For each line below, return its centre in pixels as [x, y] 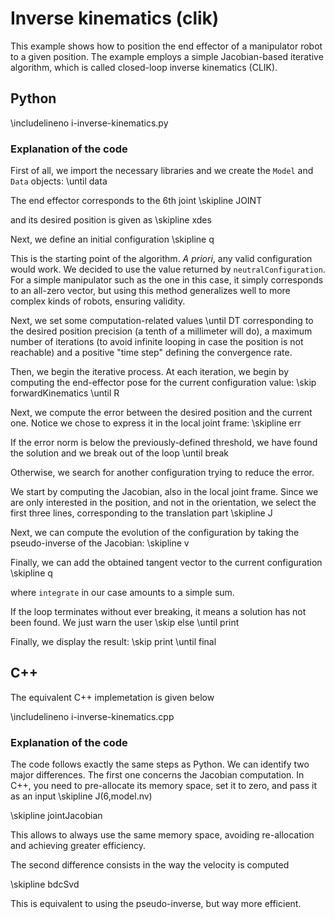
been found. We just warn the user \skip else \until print [125, 623]
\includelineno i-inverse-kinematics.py [89, 123]
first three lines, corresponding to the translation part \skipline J [141, 513]
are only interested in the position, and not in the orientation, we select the [163, 503]
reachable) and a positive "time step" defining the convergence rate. [151, 353]
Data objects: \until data [59, 181]
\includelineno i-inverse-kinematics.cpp [92, 716]
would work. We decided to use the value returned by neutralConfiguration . [168, 269]
